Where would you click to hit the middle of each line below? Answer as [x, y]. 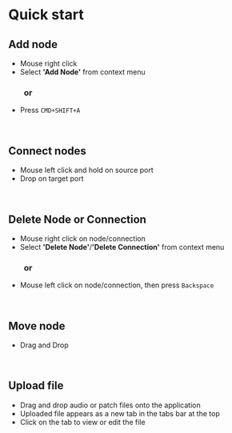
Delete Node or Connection [77, 219]
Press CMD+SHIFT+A [50, 110]
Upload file [36, 386]
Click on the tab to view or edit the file [82, 422]
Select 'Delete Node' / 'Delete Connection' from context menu [122, 247]
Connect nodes [47, 151]
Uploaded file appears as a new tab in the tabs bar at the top [120, 413]
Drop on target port [52, 178]
